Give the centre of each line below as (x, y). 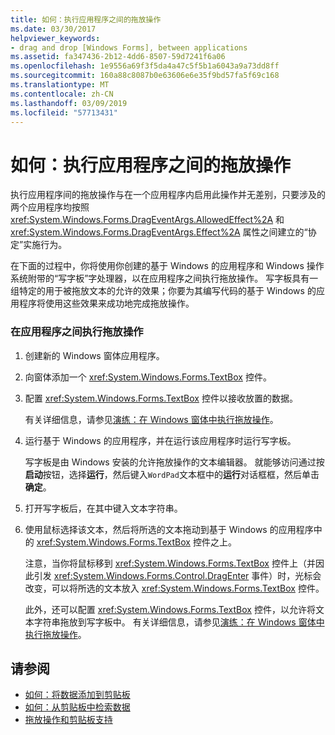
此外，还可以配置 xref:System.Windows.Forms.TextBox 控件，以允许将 (170, 609)
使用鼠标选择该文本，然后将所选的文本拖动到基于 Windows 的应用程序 (169, 529)
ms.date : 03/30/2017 (53, 29)
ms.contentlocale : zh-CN (62, 94)
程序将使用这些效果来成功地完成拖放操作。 (106, 303)
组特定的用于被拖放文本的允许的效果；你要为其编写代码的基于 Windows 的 (163, 291)
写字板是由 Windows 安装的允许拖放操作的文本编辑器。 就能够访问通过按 (174, 462)
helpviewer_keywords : (55, 38)
